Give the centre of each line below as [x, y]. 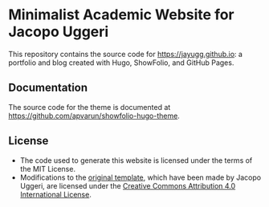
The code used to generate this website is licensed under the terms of [136, 160]
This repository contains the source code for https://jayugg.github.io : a [126, 54]
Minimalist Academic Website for [121, 15]
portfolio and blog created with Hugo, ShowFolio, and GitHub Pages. [121, 63]
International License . [56, 194]
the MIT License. [48, 168]
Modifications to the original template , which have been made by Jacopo [141, 177]
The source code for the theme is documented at [90, 107]
